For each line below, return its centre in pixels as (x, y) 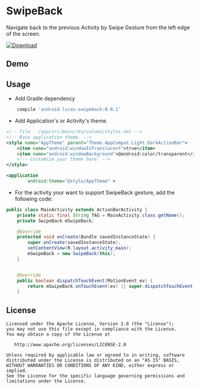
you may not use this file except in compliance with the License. (92, 329)
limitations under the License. (46, 381)
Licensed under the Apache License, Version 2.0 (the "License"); (90, 324)
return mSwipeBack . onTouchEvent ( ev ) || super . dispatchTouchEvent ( (112, 286)
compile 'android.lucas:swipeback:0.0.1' (69, 109)
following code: (34, 199)
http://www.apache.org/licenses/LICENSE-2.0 (70, 345)
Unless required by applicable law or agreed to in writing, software (96, 355)
